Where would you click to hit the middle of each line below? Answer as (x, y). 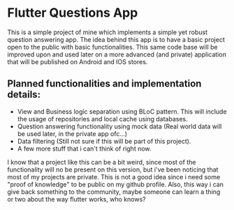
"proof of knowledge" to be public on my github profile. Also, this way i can (115, 184)
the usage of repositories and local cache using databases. (103, 119)
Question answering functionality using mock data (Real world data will (119, 126)
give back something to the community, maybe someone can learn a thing (114, 192)
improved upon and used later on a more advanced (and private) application (117, 54)
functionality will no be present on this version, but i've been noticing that (113, 170)
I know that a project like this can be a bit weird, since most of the (102, 162)
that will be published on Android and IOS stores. (78, 61)
